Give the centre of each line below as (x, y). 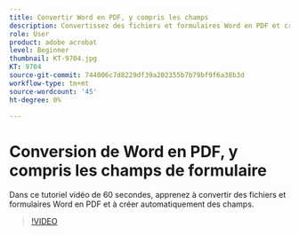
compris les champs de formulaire (138, 170)
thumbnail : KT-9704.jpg (53, 59)
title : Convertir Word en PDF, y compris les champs (109, 17)
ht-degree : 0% (36, 100)
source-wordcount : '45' (53, 91)
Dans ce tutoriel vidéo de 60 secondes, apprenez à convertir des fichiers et (148, 195)
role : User (29, 34)
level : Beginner (39, 51)
